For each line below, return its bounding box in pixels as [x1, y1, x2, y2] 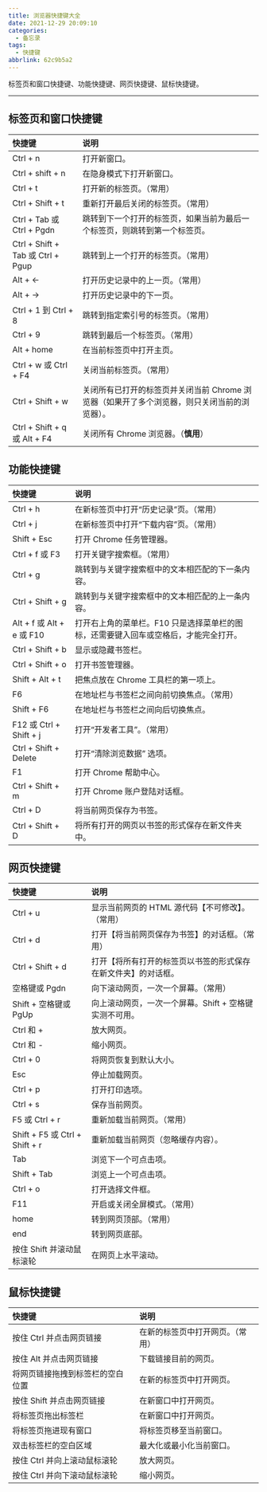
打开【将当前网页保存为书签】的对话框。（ [91, 929, 247, 940]
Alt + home [12, 344, 53, 355]
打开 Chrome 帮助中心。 [74, 767, 165, 778]
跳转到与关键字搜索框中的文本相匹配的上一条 [74, 591, 242, 602]
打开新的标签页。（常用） [82, 183, 175, 194]
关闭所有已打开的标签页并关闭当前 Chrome [82, 384, 242, 395]
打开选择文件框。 [91, 1184, 156, 1196]
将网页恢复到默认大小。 [91, 1054, 180, 1066]
